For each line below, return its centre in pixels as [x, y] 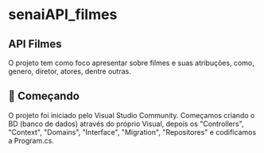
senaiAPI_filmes [63, 15]
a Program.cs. [31, 140]
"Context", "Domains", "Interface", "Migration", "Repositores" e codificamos [132, 132]
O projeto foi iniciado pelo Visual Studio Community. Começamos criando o [132, 115]
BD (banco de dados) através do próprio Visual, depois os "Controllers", [126, 124]
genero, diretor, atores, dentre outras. [70, 71]
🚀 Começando [44, 96]
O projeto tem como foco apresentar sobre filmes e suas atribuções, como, [131, 63]
